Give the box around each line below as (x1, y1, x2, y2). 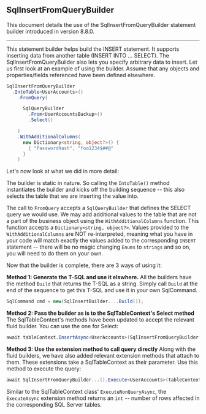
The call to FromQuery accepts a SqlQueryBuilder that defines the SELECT (6, 205, 191, 212)
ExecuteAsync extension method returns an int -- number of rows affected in (6, 394, 200, 402)
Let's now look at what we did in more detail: (6, 168, 120, 175)
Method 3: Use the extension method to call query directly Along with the (6, 345, 196, 353)
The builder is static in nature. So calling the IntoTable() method (6, 179, 170, 187)
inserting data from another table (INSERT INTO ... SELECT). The (6, 51, 170, 59)
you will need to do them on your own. (6, 250, 103, 257)
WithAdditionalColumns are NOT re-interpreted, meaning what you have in (6, 230, 193, 238)
